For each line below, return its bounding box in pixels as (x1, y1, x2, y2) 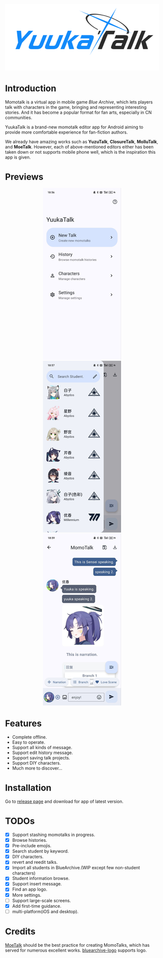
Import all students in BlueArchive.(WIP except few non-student (12, 865, 140, 871)
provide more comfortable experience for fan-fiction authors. (5, 129, 128, 135)
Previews (5, 171, 44, 183)
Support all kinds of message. (12, 745, 72, 751)
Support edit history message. (12, 750, 73, 755)
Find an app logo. (12, 886, 48, 892)
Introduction (5, 83, 57, 94)
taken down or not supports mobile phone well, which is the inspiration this (5, 149, 156, 155)
